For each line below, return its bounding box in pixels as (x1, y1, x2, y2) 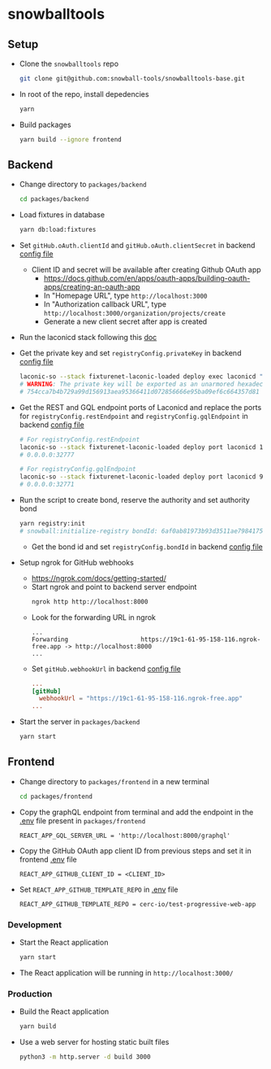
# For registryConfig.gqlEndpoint (19, 465, 136, 473)
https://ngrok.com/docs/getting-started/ (31, 573, 167, 582)
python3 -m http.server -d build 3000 (19, 1053, 151, 1062)
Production (7, 988, 53, 999)
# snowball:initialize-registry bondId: (19, 526, 158, 535)
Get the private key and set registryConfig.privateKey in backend (19, 348, 242, 358)
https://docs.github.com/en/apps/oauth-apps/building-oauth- (43, 273, 251, 283)
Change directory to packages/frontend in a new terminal (19, 776, 210, 786)
